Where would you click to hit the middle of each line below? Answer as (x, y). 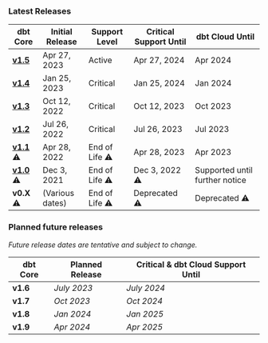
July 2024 (146, 288)
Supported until (224, 170)
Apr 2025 (145, 327)
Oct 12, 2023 (159, 106)
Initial (62, 32)
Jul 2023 (212, 130)
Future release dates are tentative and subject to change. (103, 245)
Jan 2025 (145, 313)
